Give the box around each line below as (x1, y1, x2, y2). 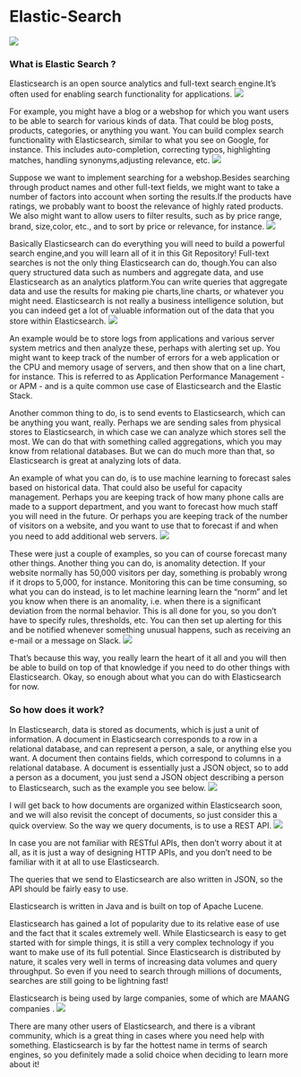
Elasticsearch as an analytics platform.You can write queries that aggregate (9, 276, 288, 288)
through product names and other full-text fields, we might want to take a (9, 182, 280, 193)
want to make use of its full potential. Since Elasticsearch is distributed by (9, 946, 281, 957)
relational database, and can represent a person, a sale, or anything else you (9, 743, 292, 754)
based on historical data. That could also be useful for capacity (9, 482, 243, 493)
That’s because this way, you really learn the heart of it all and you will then (9, 653, 287, 664)
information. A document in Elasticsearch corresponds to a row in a (9, 734, 258, 744)
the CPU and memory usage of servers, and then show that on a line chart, (9, 361, 286, 373)
